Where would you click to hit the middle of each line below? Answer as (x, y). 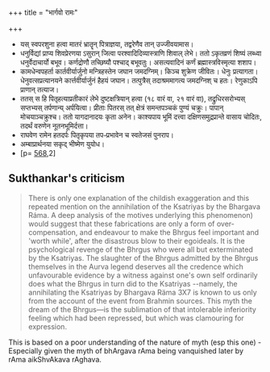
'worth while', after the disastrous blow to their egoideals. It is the (137, 240)
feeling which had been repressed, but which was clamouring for (136, 318)
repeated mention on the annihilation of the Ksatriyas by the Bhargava (144, 207)
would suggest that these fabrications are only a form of (121, 224)
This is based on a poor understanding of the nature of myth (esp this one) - (135, 342)
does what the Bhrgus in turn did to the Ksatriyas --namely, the (133, 283)
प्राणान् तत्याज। (39, 90)
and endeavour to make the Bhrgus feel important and (169, 232)
